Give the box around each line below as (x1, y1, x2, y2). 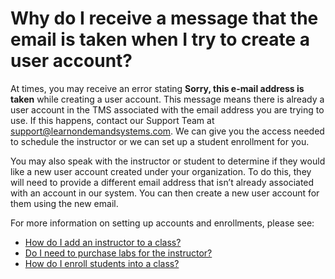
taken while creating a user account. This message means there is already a (10, 93, 325, 105)
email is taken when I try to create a (10, 28, 310, 51)
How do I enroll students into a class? (24, 257, 180, 269)
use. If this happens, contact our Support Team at (10, 114, 215, 126)
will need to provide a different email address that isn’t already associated (10, 176, 315, 188)
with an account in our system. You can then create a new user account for (10, 187, 320, 199)
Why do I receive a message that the (10, 7, 319, 30)
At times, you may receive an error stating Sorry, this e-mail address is (10, 82, 305, 94)
